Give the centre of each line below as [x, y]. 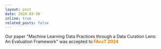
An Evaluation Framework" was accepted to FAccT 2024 [62, 42]
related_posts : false [27, 23]
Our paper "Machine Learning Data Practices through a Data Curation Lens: [81, 37]
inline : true [18, 18]
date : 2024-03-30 [23, 14]
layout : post [18, 9]
